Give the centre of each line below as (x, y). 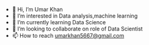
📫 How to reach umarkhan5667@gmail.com (68, 36)
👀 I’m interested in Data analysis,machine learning (75, 16)
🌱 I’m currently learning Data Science (59, 22)
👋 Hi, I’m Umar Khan (37, 9)
